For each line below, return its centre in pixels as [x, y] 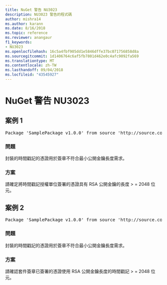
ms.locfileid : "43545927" [32, 75]
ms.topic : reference [27, 33]
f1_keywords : [19, 42]
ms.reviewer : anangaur [29, 38]
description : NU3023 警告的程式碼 [39, 14]
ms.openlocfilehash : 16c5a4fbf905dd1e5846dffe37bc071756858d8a [72, 51]
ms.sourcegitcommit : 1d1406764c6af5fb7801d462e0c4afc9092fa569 [72, 56]
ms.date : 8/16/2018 [25, 28]
